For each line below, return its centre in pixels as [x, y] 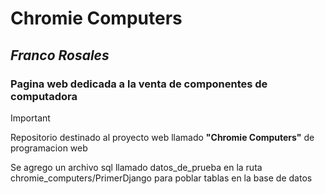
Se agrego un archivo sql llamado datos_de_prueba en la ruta [136, 167]
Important [30, 118]
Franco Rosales [60, 55]
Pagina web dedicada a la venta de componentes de [139, 84]
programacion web [49, 148]
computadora [44, 96]
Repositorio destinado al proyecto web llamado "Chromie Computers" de [162, 137]
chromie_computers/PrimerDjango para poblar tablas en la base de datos [161, 178]
